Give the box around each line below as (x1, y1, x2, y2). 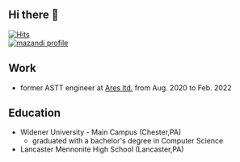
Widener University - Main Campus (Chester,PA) (19, 127, 182, 137)
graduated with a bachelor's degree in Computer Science (32, 136, 224, 146)
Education (8, 106, 61, 120)
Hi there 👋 (8, 8, 59, 22)
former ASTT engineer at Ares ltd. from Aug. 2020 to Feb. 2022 (19, 82, 232, 93)
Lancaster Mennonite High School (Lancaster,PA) (19, 144, 184, 154)
